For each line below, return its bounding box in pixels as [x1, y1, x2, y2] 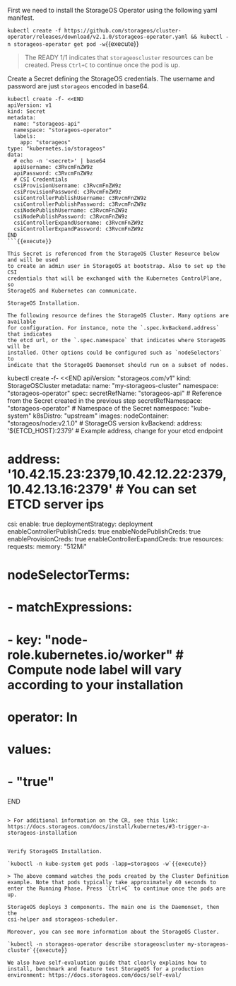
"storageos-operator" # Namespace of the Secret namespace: [7, 404, 189, 412]
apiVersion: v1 [7, 102, 52, 109]
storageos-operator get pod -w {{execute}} [13, 40, 139, 48]
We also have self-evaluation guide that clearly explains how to [7, 959, 207, 966]
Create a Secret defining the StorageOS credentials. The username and [7, 74, 216, 83]
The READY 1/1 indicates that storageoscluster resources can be [24, 53, 213, 61]
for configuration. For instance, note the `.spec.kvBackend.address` [7, 324, 220, 331]
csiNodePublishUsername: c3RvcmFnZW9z [13, 207, 129, 214]
